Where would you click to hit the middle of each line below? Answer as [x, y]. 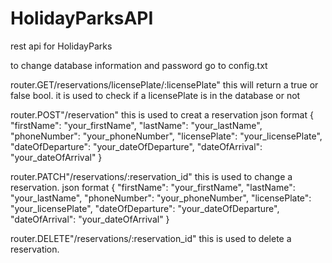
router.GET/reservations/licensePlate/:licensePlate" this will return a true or [164, 84]
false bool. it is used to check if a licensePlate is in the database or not [155, 95]
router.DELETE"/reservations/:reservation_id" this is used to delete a [151, 238]
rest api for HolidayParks [61, 46]
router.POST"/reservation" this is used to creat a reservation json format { [162, 114]
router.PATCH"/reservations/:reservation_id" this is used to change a [151, 176]
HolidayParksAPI [82, 18]
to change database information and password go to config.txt [139, 65]
